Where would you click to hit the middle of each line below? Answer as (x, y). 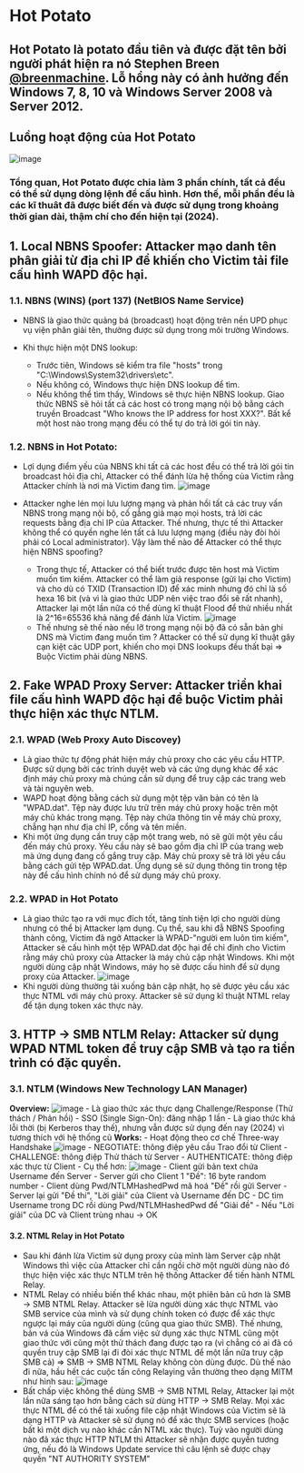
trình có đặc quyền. (66, 1062)
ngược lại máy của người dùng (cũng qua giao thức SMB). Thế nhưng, (152, 1324)
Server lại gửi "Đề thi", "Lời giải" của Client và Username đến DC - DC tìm (147, 1195)
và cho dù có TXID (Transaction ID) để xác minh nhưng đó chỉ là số (162, 589)
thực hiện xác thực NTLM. (84, 714)
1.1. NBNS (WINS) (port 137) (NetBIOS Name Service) (127, 300)
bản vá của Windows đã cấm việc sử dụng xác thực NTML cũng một (151, 1333)
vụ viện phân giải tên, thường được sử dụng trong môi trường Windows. (156, 330)
